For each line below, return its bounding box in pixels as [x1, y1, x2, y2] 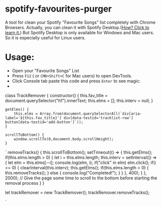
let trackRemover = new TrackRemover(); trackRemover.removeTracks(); [5, 190, 150, 195]
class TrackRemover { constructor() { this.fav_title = [5, 92, 108, 98]
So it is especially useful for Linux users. [5, 35, 86, 41]
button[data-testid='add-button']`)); [5, 119, 83, 124]
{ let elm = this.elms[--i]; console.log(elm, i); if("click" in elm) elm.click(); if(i [5, 160, 156, 165]
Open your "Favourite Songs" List [12, 68, 79, 74]
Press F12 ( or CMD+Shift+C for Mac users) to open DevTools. [12, 73, 132, 78]
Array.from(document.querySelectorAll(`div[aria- [39, 111, 142, 116]
